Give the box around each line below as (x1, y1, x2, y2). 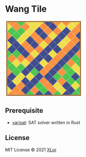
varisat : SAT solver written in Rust (12, 119, 81, 125)
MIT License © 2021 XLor (5, 147, 57, 153)
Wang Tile (5, 3, 47, 15)
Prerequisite (5, 107, 43, 115)
